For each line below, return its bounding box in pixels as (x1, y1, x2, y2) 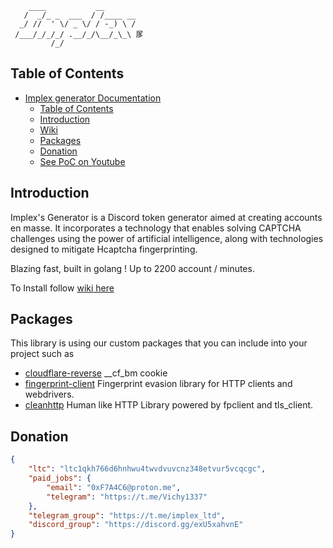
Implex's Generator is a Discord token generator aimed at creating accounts (10, 211, 323, 223)
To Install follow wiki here (10, 282, 115, 294)
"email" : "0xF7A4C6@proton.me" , (46, 482, 182, 492)
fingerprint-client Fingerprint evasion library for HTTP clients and (24, 378, 293, 390)
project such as (10, 348, 75, 360)
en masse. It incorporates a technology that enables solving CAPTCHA (10, 222, 302, 234)
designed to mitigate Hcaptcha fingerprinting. (10, 243, 198, 255)
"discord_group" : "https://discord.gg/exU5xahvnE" (28, 520, 244, 530)
